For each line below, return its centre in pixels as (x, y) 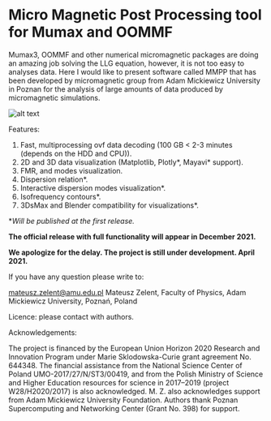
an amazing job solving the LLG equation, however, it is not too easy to (127, 63)
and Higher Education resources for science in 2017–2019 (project (119, 382)
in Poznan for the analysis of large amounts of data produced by (116, 89)
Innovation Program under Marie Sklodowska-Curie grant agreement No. (130, 357)
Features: (24, 129)
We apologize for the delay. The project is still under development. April (132, 252)
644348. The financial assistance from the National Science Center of (126, 365)
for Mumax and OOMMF (90, 32)
